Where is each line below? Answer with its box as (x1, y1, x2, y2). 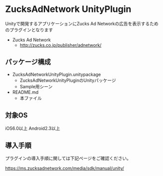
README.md (12, 89, 39, 95)
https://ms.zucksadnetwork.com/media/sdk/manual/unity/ (5, 166, 124, 172)
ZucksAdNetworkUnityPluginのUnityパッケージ (19, 77, 116, 83)
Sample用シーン (19, 83, 53, 89)
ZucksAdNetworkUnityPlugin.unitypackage (12, 71, 101, 77)
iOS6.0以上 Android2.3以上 (5, 125, 61, 131)
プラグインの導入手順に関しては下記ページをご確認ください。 (5, 156, 132, 162)
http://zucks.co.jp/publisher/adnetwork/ (19, 42, 102, 48)
